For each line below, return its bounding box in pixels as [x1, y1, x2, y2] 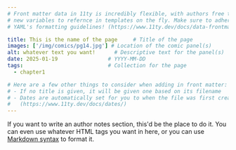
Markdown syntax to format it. [7, 135, 95, 144]
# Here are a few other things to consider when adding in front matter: [7, 81, 228, 88]
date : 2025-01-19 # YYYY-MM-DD [7, 55, 146, 63]
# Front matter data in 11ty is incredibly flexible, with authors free [7, 10, 225, 18]
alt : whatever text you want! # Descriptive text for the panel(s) [7, 49, 225, 56]
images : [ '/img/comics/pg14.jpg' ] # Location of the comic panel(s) [7, 43, 212, 50]
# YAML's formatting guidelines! [7, 23, 105, 30]
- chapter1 [13, 68, 46, 76]
